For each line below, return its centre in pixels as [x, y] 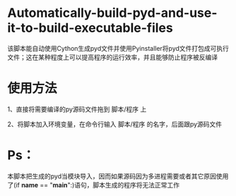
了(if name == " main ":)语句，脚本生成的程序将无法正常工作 [94, 185]
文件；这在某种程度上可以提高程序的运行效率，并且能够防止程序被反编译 [112, 57]
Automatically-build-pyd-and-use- [112, 13]
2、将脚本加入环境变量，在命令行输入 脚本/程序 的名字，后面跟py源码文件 [115, 124]
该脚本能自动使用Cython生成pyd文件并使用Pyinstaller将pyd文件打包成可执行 [118, 48]
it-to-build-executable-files [90, 28]
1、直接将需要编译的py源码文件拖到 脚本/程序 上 [77, 109]
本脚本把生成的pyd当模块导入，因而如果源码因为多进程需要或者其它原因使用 [118, 176]
